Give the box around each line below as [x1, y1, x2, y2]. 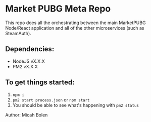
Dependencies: [5, 45, 55, 53]
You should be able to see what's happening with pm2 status [12, 102, 139, 108]
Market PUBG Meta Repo [5, 3, 111, 15]
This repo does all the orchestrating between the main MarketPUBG [5, 20, 146, 26]
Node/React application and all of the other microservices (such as [5, 25, 144, 31]
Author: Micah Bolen [5, 111, 48, 118]
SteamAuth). [5, 30, 31, 36]
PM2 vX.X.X [12, 63, 38, 69]
